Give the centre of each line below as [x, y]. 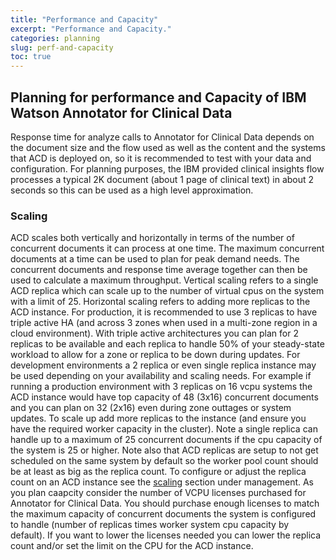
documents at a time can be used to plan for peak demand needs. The [155, 259]
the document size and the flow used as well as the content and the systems [168, 147]
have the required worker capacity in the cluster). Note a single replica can [164, 429]
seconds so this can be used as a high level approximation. [132, 190]
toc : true [31, 57]
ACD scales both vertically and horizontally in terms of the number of [152, 238]
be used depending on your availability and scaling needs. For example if [161, 376]
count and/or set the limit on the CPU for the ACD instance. [132, 546]
